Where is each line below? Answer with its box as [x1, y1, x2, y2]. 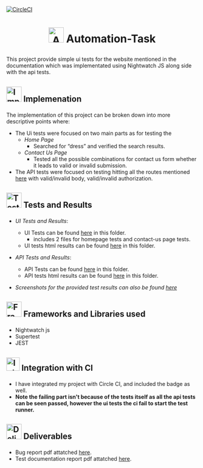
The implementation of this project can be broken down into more [6, 111, 171, 119]
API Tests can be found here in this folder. [24, 265, 129, 273]
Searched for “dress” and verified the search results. [33, 142, 165, 150]
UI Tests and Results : [15, 217, 69, 224]
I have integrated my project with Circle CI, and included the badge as [15, 380, 190, 387]
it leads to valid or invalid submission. [33, 162, 128, 169]
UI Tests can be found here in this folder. [24, 229, 126, 236]
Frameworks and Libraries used [23, 309, 146, 319]
